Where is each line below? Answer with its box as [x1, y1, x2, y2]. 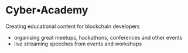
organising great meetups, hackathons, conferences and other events [13, 34, 183, 41]
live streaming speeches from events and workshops [13, 40, 142, 47]
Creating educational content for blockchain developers [5, 23, 140, 30]
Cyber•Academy [5, 3, 88, 17]
